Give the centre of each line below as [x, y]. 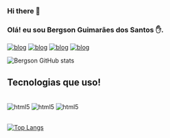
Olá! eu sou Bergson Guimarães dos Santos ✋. [85, 30]
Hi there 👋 [24, 11]
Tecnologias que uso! [54, 82]
